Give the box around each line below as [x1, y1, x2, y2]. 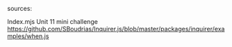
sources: [7, 5, 33, 12]
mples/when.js [7, 32, 49, 40]
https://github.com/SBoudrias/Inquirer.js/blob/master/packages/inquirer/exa [7, 25, 225, 33]
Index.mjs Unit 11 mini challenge [7, 18, 99, 25]
